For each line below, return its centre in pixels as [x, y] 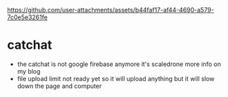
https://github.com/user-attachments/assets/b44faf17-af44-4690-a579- [111, 10]
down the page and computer [59, 86]
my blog [29, 71]
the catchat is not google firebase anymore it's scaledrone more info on [119, 64]
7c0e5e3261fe [28, 17]
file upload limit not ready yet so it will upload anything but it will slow [116, 78]
